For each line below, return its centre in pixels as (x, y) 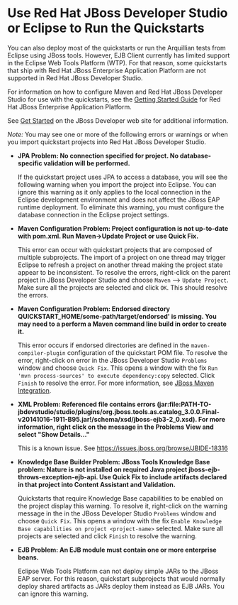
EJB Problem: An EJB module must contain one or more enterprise (117, 550)
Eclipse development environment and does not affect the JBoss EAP (119, 200)
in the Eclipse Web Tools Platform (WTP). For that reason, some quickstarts (117, 62)
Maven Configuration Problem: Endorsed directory (93, 309)
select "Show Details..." (53, 434)
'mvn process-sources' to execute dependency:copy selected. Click (116, 375)
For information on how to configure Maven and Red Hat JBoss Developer (115, 92)
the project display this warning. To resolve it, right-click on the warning (123, 506)
